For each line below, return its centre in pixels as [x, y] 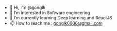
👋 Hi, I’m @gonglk [27, 8]
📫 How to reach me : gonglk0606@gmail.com [56, 23]
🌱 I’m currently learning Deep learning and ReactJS [61, 18]
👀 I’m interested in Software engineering [50, 13]
